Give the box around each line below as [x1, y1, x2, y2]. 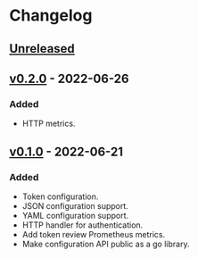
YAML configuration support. [21, 210, 129, 221]
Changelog [9, 5, 93, 26]
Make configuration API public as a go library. [21, 238, 190, 249]
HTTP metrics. [21, 118, 76, 129]
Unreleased [9, 41, 76, 56]
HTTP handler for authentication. [21, 220, 144, 230]
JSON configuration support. [21, 200, 129, 211]
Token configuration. [21, 191, 99, 202]
